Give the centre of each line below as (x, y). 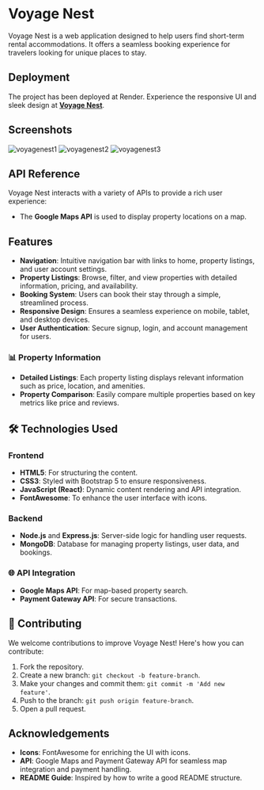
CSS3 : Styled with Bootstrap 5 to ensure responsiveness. (113, 481)
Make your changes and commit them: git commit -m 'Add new (122, 683)
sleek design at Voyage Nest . (57, 105)
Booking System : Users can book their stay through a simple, (120, 295)
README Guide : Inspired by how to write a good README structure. (131, 778)
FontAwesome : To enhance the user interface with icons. (113, 498)
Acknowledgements (59, 733)
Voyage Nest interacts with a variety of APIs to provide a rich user (115, 193)
